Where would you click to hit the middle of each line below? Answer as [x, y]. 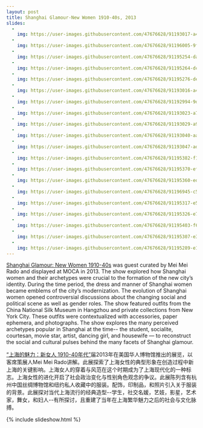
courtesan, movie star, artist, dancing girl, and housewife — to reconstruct [99, 336]
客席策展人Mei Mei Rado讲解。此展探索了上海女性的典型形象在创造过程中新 [100, 362]
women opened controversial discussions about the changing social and [96, 297]
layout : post [23, 12]
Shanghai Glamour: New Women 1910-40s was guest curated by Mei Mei [97, 265]
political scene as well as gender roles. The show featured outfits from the [98, 303]
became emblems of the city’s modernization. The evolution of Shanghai [97, 291]
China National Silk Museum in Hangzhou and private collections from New [100, 310]
